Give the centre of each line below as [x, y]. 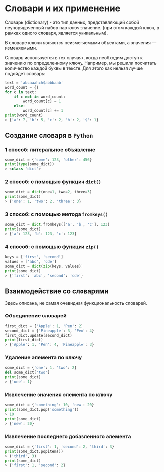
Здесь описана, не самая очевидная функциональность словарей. [76, 303]
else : [20, 106]
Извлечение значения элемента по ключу [59, 394]
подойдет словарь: [25, 73]
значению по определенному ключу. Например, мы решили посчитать [81, 63]
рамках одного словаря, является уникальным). [57, 33]
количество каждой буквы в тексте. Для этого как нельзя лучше [74, 68]
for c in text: [21, 92]
